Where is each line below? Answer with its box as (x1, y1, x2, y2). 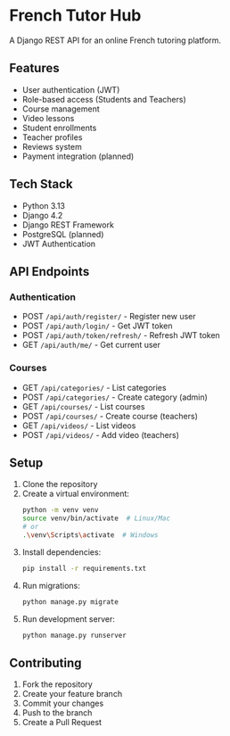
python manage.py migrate (21, 597, 119, 607)
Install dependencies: (21, 546, 102, 558)
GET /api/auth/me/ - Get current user (21, 340, 161, 351)
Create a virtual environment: (21, 488, 129, 500)
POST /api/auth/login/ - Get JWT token (21, 320, 173, 331)
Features (9, 61, 60, 76)
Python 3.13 (21, 200, 65, 211)
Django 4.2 (21, 210, 63, 220)
